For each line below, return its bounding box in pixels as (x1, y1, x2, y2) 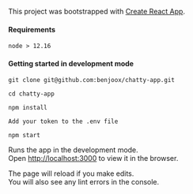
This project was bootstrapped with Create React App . (8, 7, 186, 16)
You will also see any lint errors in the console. (8, 177, 160, 187)
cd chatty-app (8, 90, 55, 98)
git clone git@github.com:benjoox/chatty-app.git (8, 76, 176, 84)
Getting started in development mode (8, 58, 134, 68)
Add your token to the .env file (8, 118, 119, 125)
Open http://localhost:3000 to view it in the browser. (8, 154, 179, 163)
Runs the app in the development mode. (8, 145, 138, 155)
